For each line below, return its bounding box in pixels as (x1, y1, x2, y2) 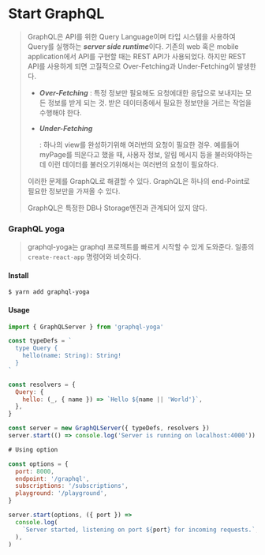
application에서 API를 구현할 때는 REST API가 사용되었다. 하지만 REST (27, 51, 247, 61)
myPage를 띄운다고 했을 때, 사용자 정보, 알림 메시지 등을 (39, 149, 213, 159)
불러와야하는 (214, 149, 253, 159)
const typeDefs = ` (8, 337, 73, 345)
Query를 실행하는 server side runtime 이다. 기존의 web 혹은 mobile (27, 41, 239, 51)
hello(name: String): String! (22, 352, 122, 360)
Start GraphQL (8, 5, 105, 23)
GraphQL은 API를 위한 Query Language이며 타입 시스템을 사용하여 (27, 32, 236, 41)
